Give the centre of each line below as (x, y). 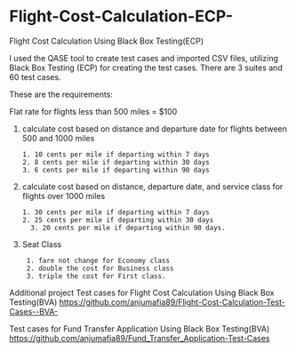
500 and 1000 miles (58, 138)
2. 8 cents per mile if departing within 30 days (116, 162)
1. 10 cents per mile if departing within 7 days (116, 154)
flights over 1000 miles (64, 196)
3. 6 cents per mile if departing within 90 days (116, 170)
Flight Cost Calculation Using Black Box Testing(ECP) (107, 41)
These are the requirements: (61, 94)
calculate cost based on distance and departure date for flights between (154, 128)
